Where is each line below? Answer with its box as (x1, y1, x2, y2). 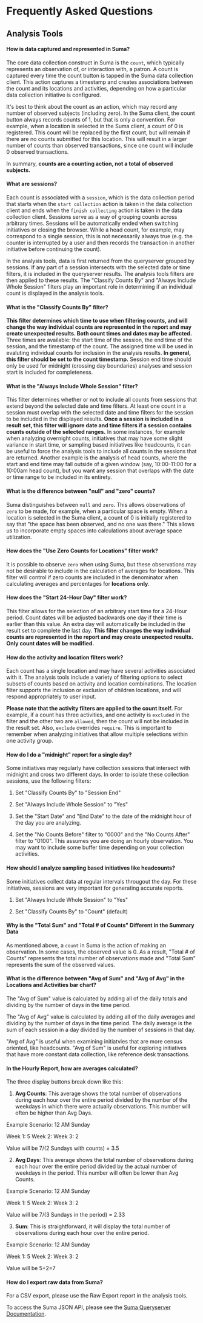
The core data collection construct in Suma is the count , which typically (6, 59, 185, 66)
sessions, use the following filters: (6, 777, 92, 785)
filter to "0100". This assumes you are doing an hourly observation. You (15, 837, 193, 845)
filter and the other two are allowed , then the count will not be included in (6, 718, 189, 725)
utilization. (6, 533, 32, 540)
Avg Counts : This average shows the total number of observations (15, 1090, 182, 1098)
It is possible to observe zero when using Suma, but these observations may (6, 560, 197, 568)
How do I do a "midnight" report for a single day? (6, 751, 132, 758)
